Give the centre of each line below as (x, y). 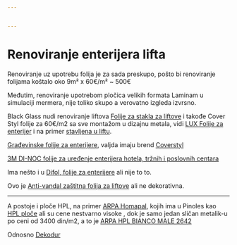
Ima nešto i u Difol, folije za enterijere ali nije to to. (79, 172)
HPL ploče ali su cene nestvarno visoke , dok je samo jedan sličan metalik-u (117, 213)
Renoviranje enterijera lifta (86, 54)
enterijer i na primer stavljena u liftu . (60, 131)
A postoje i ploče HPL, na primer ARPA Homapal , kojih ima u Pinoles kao (112, 206)
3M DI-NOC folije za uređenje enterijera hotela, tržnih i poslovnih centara (113, 158)
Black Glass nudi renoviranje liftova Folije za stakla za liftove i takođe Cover (116, 116)
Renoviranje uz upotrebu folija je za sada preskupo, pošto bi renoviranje (111, 74)
